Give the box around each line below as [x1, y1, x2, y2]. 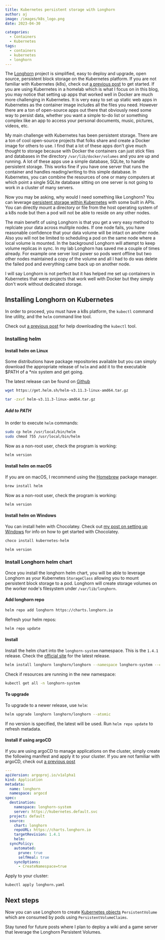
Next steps [5, 896, 39, 905]
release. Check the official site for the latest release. [5, 653, 110, 659]
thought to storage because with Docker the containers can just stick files [5, 148, 155, 154]
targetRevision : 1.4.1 [14, 832, 60, 837]
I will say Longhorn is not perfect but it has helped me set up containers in [5, 271, 155, 277]
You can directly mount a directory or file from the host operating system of [5, 205, 158, 210]
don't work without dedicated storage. [5, 281, 82, 287]
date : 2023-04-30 [5, 21, 41, 26]
